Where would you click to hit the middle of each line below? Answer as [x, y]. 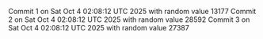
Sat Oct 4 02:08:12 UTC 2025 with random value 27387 [99, 28]
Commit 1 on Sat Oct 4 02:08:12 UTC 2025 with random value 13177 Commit [132, 11]
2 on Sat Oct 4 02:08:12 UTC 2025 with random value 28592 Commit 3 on [129, 19]
